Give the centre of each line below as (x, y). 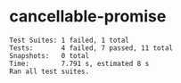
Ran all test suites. (49, 71)
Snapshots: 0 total (49, 55)
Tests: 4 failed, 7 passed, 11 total (91, 48)
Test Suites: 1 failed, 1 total (69, 40)
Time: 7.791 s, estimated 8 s (79, 63)
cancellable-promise (88, 17)
